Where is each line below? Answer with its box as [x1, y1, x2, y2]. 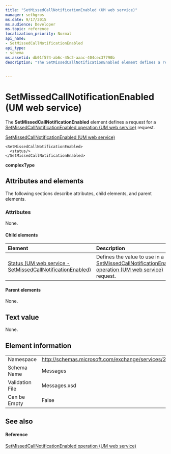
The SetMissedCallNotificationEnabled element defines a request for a [5, 118, 156, 125]
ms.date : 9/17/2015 [5, 17, 47, 22]
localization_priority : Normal [5, 31, 72, 36]
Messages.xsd [41, 382, 76, 389]
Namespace [8, 356, 37, 363]
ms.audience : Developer [5, 21, 56, 27]
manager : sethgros [5, 12, 44, 17]
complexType [5, 162, 35, 168]
